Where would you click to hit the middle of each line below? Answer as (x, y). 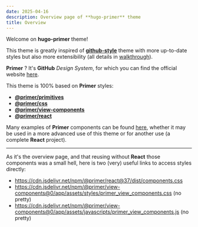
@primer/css (31, 104)
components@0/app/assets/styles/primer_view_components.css (93, 193)
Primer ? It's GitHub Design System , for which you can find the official (92, 68)
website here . (23, 75)
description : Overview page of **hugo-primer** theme (74, 17)
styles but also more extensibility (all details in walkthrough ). (80, 57)
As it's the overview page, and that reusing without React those (83, 157)
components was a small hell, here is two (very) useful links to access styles (99, 163)
